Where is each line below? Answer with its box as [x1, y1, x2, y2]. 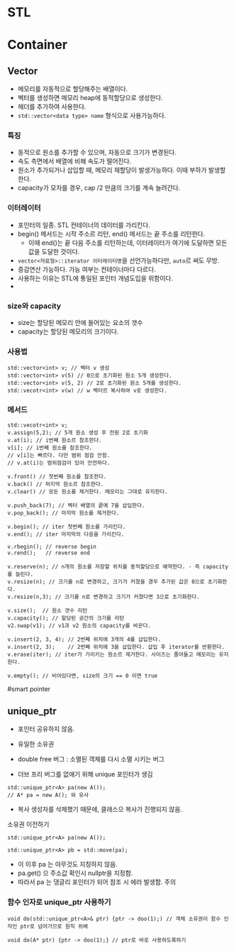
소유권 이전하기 [7, 820, 50, 829]
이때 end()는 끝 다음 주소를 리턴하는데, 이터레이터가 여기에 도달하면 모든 [28, 238, 227, 247]
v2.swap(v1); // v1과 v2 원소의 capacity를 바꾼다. [7, 622, 151, 629]
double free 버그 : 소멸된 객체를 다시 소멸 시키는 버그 [17, 755, 165, 764]
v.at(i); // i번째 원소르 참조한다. [7, 436, 102, 444]
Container [7, 37, 68, 53]
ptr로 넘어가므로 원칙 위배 [20, 923, 89, 930]
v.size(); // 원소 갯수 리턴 [7, 607, 88, 614]
